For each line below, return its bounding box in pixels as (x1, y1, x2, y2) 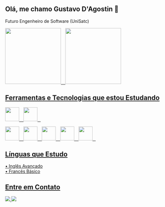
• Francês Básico (5, 168, 41, 174)
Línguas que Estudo (5, 150, 68, 159)
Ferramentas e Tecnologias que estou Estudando (5, 94, 160, 102)
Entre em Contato (5, 183, 60, 191)
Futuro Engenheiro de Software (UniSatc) (5, 18, 89, 24)
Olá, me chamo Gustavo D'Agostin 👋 (5, 5, 119, 13)
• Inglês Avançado (5, 163, 43, 169)
